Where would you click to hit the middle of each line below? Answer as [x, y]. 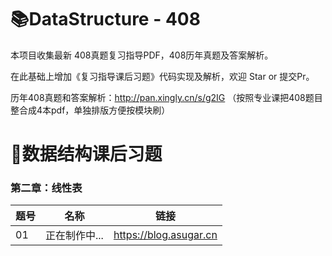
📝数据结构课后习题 [86, 154]
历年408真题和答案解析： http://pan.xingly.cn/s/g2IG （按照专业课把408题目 [166, 97]
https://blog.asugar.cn [165, 235]
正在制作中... [74, 236]
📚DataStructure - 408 [105, 19]
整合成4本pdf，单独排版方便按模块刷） [90, 110]
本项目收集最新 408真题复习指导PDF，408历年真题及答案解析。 [142, 55]
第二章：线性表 [46, 188]
